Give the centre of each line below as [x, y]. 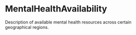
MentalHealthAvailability [56, 9]
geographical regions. [27, 27]
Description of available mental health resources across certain [68, 22]
